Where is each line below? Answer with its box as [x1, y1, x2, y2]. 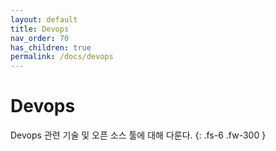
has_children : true [10, 42, 92, 53]
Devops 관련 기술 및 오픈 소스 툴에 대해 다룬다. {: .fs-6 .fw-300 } [10, 129, 267, 141]
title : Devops [10, 24, 70, 34]
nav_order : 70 [10, 33, 70, 43]
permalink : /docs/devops [10, 52, 114, 62]
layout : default [10, 14, 78, 25]
